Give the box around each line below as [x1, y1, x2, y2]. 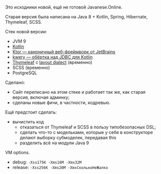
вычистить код [12, 119, 44, 124]
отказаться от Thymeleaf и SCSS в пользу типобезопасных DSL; [19, 124, 157, 130]
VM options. [5, 150, 30, 155]
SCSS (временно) [12, 64, 50, 70]
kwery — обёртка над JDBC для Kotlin [12, 54, 93, 60]
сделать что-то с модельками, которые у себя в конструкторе [19, 129, 153, 135]
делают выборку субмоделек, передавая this [19, 135, 117, 140]
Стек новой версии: [5, 29, 47, 34]
